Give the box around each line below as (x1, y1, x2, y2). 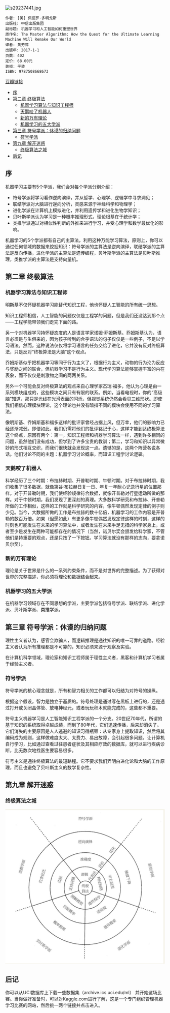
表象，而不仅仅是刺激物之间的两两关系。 (5, 372, 90, 378)
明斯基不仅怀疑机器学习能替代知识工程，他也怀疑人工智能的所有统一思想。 (5, 302, 160, 308)
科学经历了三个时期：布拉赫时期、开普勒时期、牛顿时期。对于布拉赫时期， (5, 477, 160, 483)
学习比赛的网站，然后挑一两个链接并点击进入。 (5, 1002, 103, 1008)
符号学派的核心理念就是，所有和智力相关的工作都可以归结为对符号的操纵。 (5, 687, 160, 694)
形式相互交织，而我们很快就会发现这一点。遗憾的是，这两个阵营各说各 (14, 444, 160, 451)
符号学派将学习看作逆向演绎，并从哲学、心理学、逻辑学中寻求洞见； (12, 194, 155, 200)
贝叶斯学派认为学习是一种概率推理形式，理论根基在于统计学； (12, 214, 142, 220)
